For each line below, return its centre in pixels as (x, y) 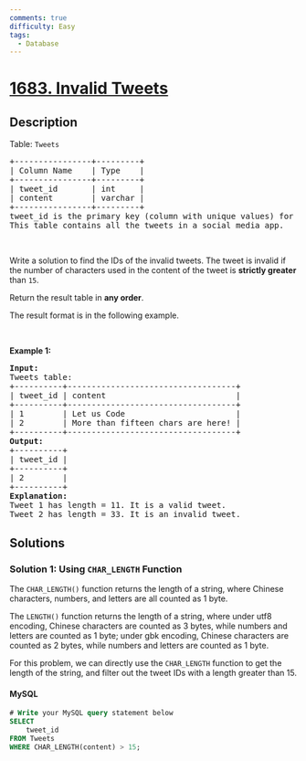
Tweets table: (41, 377)
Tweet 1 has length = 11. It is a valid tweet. (118, 505)
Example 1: (31, 351)
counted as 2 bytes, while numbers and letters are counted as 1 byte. (139, 645)
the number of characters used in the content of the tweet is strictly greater (153, 270)
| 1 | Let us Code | (125, 414)
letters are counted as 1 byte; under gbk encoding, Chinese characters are (149, 635)
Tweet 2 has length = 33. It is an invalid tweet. (125, 514)
